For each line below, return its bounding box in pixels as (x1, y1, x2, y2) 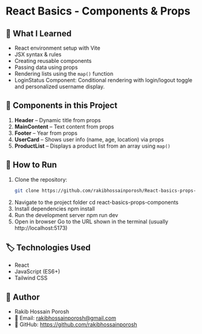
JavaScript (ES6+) (14, 268, 60, 275)
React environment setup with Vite (14, 44, 100, 51)
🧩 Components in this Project (5, 100, 118, 111)
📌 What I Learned (5, 28, 72, 39)
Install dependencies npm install (14, 205, 95, 212)
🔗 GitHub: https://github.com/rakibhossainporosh (14, 321, 137, 328)
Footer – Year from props (14, 129, 78, 137)
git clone (14, 188, 40, 194)
